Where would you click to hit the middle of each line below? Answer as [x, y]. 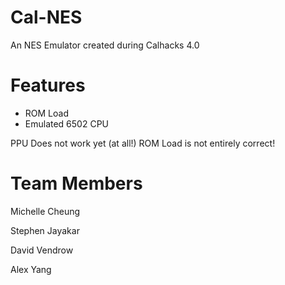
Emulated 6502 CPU [67, 123]
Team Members [76, 183]
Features [48, 85]
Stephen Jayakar [45, 230]
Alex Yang [31, 269]
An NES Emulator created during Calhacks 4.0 [105, 45]
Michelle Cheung [45, 211]
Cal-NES [46, 17]
